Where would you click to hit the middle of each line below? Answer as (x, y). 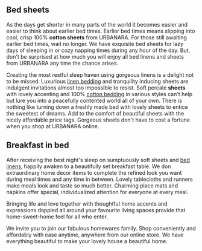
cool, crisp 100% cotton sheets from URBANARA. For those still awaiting (96, 37)
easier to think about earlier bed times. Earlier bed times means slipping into (101, 31)
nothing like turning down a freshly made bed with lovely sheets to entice (97, 107)
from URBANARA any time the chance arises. (62, 63)
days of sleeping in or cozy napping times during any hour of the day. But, (98, 50)
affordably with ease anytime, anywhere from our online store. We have (95, 235)
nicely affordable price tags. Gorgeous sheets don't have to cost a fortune (98, 120)
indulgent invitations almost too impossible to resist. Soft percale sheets (96, 88)
